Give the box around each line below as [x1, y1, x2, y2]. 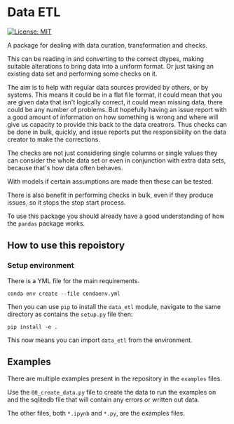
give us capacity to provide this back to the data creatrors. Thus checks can [7, 120, 228, 128]
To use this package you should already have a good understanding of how [7, 212, 225, 220]
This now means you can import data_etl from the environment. [7, 336, 193, 344]
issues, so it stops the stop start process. [7, 198, 126, 207]
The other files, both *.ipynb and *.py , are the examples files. [7, 409, 186, 418]
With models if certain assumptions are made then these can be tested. [7, 177, 214, 186]
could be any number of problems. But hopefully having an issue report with [7, 105, 227, 114]
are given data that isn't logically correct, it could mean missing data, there [7, 97, 223, 106]
